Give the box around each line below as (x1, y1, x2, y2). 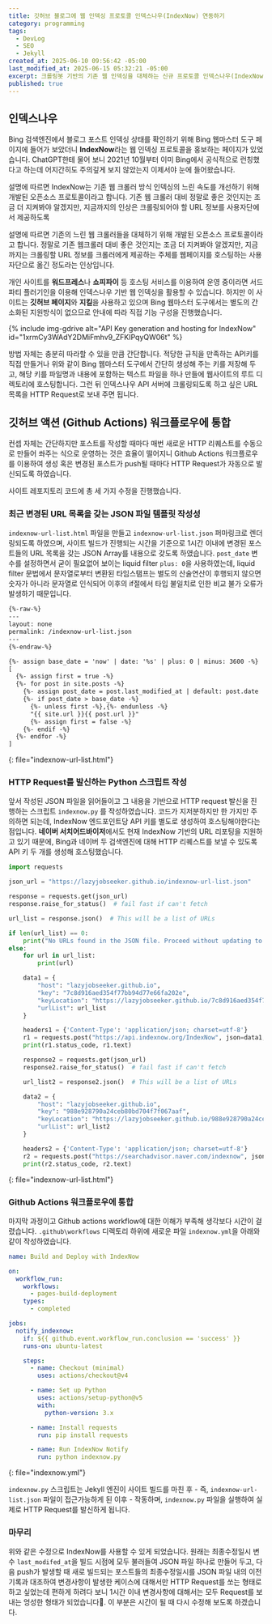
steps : (23, 1357, 45, 1365)
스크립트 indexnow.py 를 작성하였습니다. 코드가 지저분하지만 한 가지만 (29, 806, 249, 816)
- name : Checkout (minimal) (29, 1364, 125, 1372)
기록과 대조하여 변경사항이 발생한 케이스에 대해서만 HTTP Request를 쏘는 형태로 (8, 1577, 262, 1587)
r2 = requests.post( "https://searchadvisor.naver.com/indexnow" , (23, 1152, 249, 1160)
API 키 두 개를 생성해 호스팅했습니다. (8, 847, 124, 857)
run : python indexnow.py (37, 1453, 121, 1461)
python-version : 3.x (44, 1409, 114, 1417)
